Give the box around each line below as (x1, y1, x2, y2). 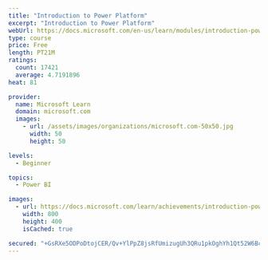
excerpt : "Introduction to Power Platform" (8, 19, 156, 27)
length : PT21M (8, 49, 56, 57)
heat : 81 (8, 78, 37, 86)
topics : (8, 173, 34, 182)
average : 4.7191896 (15, 71, 81, 79)
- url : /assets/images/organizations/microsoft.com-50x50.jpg (22, 123, 234, 131)
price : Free (8, 41, 48, 49)
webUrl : (8, 26, 34, 34)
